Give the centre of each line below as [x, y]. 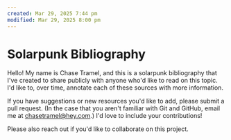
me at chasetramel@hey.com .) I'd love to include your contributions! [105, 116]
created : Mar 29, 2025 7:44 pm [52, 13]
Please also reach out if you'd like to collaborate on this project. [98, 129]
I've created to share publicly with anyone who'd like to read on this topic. [112, 81]
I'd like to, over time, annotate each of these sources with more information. [115, 88]
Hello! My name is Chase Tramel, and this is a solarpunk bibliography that [112, 73]
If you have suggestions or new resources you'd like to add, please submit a [116, 101]
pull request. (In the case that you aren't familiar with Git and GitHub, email [114, 108]
